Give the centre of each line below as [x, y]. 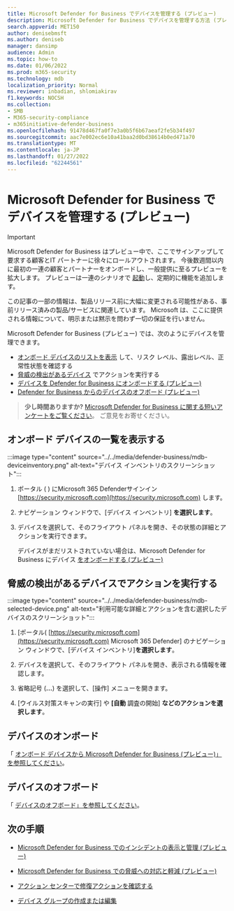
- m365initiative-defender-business [60, 124]
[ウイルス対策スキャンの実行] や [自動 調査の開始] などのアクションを [117, 703]
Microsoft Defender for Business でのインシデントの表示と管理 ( [110, 847]
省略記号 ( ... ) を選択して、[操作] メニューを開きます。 [94, 688]
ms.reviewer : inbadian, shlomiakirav [62, 91]
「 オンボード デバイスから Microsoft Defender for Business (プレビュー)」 [115, 754]
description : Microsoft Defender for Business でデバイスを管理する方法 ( [112, 20]
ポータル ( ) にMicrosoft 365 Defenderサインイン [87, 489]
